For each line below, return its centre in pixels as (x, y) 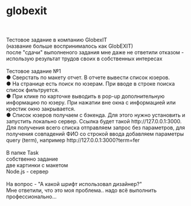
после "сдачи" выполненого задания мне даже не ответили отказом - (95, 52)
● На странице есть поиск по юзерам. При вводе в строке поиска (91, 83)
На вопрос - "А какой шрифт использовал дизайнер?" (74, 184)
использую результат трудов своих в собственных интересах (84, 58)
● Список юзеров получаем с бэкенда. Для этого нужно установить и (96, 115)
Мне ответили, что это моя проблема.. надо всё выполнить (81, 190)
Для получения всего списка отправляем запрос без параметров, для (96, 127)
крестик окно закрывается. (41, 109)
